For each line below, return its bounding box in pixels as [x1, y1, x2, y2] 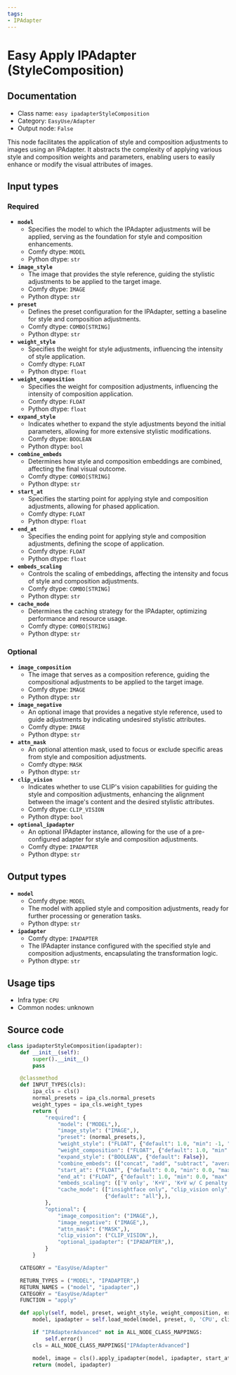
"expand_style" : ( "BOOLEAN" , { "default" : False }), [57, 1153, 209, 1160]
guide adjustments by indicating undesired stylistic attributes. [27, 715, 206, 724]
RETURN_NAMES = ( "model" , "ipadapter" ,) [20, 1283, 140, 1290]
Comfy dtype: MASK [27, 760, 83, 769]
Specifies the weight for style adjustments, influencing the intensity [27, 345, 223, 353]
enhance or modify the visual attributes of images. [7, 160, 153, 168]
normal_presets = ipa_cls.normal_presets [32, 1095, 156, 1102]
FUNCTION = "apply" [20, 1297, 77, 1304]
